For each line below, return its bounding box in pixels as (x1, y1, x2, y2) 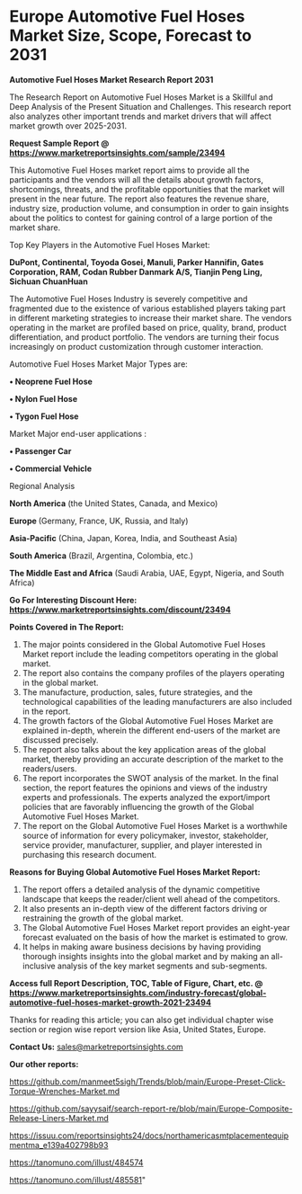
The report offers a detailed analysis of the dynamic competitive (22, 884, 261, 895)
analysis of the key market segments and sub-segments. (57, 960, 268, 971)
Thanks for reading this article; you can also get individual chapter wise (9, 1014, 274, 1025)
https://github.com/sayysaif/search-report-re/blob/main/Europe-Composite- (9, 1103, 293, 1114)
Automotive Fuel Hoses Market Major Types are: (9, 358, 189, 370)
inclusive (22, 960, 56, 971)
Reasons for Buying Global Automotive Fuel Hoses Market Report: (9, 866, 261, 878)
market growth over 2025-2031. (9, 120, 128, 131)
